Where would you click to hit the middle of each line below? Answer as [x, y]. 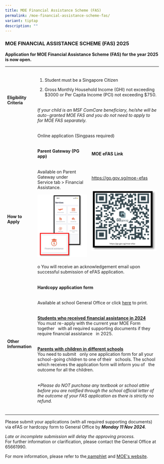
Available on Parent [57, 172]
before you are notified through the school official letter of [96, 390]
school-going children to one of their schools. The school [96, 359]
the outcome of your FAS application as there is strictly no [96, 395]
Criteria [15, 103]
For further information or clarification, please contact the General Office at [81, 442]
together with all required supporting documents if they [94, 328]
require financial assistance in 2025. [75, 334]
